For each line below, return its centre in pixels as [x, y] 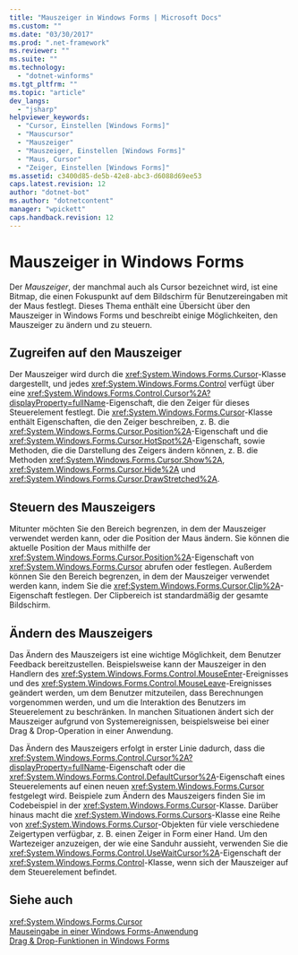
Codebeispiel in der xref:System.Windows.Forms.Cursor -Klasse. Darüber [144, 805]
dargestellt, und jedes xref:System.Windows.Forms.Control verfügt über [142, 384]
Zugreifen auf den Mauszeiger [96, 353]
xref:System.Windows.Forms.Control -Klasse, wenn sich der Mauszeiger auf [149, 862]
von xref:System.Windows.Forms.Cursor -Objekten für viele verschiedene [145, 824]
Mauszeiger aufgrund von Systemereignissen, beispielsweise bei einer [140, 721]
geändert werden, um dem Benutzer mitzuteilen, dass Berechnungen [136, 693]
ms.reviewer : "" [39, 51]
